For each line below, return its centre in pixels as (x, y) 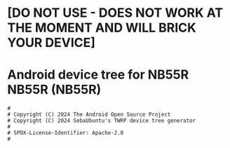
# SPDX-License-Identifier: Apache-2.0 (66, 133)
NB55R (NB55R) (54, 90)
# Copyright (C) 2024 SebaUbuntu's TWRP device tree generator (102, 121)
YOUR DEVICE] (52, 43)
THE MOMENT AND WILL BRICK (102, 28)
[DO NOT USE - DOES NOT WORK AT (115, 13)
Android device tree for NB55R (98, 75)
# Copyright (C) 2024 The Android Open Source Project (89, 115)
